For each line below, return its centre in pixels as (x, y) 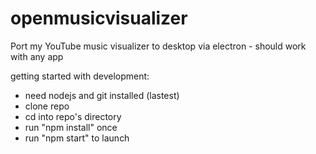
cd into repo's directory (73, 116)
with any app (37, 56)
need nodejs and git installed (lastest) (102, 95)
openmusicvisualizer (99, 18)
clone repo (47, 106)
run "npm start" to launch (77, 138)
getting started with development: (80, 76)
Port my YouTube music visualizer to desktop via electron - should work (158, 46)
